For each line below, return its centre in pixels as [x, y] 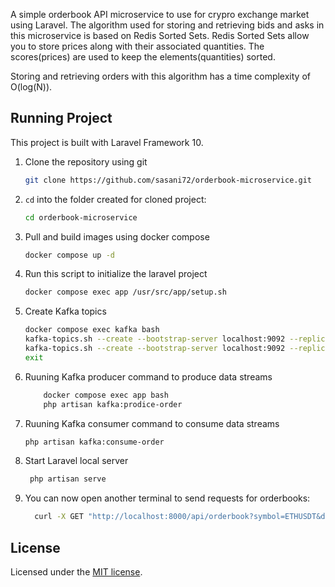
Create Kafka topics [65, 311]
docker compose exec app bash [106, 395]
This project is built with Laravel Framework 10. [107, 142]
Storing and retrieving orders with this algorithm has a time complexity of [160, 76]
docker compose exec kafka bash [92, 330]
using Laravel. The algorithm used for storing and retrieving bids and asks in [167, 25]
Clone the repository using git [86, 161]
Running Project [61, 118]
